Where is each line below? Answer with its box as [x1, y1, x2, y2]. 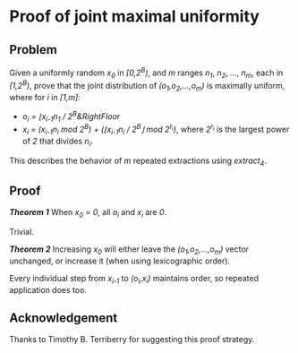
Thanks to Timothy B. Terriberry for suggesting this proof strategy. [9, 334, 255, 345]
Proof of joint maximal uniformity [9, 6, 260, 27]
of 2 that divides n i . [21, 135, 94, 149]
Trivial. [9, 227, 34, 237]
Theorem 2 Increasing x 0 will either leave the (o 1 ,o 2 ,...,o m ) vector [9, 244, 249, 256]
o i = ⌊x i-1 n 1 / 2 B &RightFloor [21, 109, 121, 124]
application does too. [9, 284, 88, 295]
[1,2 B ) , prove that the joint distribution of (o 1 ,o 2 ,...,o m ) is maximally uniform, [9, 79, 285, 93]
